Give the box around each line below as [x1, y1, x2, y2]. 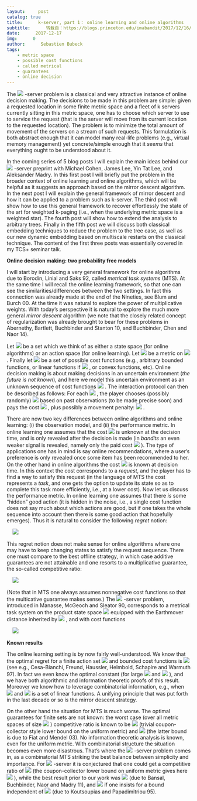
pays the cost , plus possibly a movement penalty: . [6, 404, 145, 411]
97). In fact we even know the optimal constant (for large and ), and [6, 671, 184, 678]
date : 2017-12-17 [6, 30, 62, 36]
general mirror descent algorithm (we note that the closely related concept [6, 312, 186, 319]
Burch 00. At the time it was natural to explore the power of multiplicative [6, 300, 182, 307]
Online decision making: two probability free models [6, 257, 137, 264]
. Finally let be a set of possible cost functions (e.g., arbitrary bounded [6, 357, 184, 364]
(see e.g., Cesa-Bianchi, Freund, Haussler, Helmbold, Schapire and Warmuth [6, 664, 191, 671]
